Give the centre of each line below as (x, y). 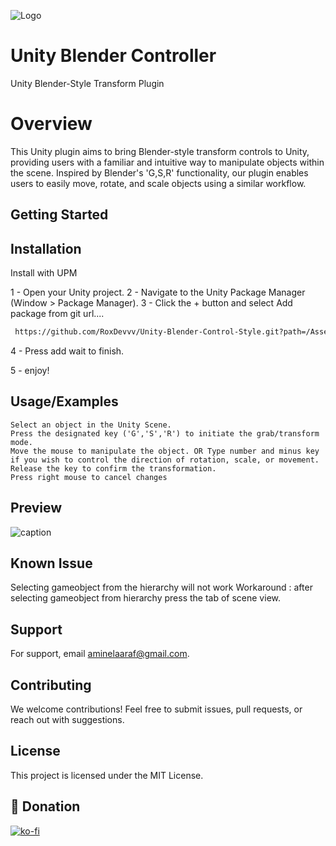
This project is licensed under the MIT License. (107, 775)
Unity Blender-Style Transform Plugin (87, 83)
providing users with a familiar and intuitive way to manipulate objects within (167, 162)
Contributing (51, 685)
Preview (36, 508)
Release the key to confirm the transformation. (113, 468)
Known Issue (51, 563)
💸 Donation (45, 806)
